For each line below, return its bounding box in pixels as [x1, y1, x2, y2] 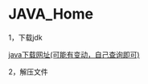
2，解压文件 [8, 66, 48, 77]
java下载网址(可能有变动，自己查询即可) [8, 49, 140, 59]
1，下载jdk [8, 32, 43, 42]
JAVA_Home [8, 5, 94, 23]
